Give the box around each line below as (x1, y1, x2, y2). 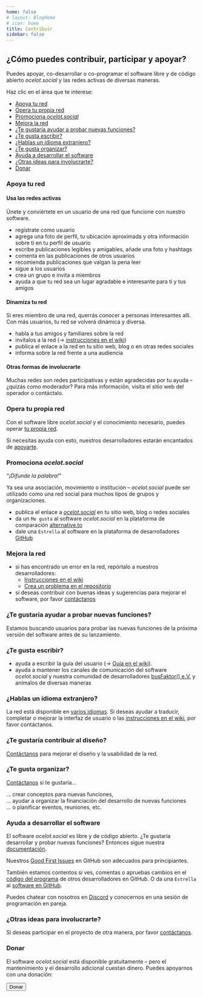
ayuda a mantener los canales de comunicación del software (15, 666, 167, 674)
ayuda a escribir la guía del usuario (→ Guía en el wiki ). (15, 660, 153, 667)
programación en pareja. (6, 900, 68, 907)
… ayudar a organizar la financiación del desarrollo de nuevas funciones (6, 797, 187, 804)
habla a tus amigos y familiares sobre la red (15, 330, 124, 337)
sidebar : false (6, 32, 45, 38)
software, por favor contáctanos (15, 595, 96, 603)
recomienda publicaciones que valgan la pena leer (15, 259, 141, 266)
